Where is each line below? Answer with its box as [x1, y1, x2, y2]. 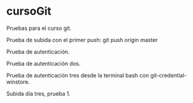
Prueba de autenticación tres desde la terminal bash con [6, 71, 149, 79]
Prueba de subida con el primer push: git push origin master [6, 36, 158, 43]
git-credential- [149, 71, 187, 79]
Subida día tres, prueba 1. [6, 90, 71, 97]
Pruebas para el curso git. [6, 24, 72, 32]
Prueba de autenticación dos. [6, 60, 81, 67]
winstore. [6, 78, 30, 85]
